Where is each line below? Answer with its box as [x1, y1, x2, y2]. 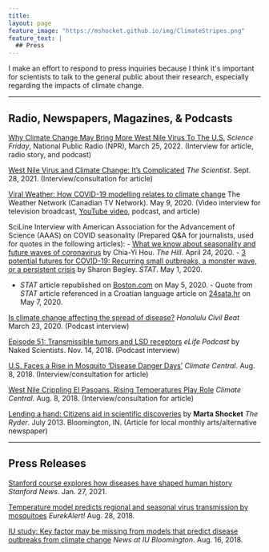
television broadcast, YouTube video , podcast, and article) [8, 206, 200, 216]
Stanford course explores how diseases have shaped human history [8, 478, 233, 488]
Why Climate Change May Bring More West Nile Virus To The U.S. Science [8, 132, 254, 142]
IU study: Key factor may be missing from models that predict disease [8, 526, 239, 536]
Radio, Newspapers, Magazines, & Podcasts [8, 112, 233, 125]
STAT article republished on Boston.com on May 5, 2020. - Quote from [19, 280, 254, 290]
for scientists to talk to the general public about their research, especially [8, 72, 250, 82]
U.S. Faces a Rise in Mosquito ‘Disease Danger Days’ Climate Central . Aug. [8, 360, 255, 370]
